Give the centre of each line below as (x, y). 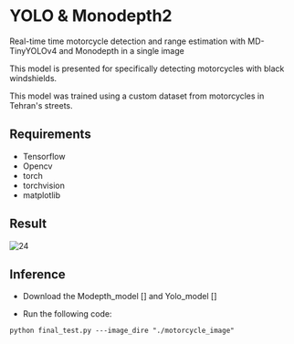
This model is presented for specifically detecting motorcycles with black (147, 68)
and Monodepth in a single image (121, 50)
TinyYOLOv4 (33, 50)
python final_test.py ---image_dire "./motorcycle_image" (122, 331)
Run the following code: (67, 314)
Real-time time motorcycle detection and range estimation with (128, 41)
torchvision (44, 185)
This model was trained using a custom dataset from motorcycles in (137, 96)
